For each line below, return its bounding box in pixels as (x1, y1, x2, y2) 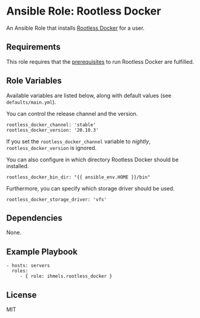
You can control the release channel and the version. (6, 110, 138, 117)
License (6, 289, 37, 300)
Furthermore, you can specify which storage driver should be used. (6, 184, 175, 192)
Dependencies (6, 212, 62, 223)
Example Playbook (6, 246, 78, 257)
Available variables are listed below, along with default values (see (6, 92, 172, 99)
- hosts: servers (6, 263, 50, 269)
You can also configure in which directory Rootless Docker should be (6, 156, 179, 163)
